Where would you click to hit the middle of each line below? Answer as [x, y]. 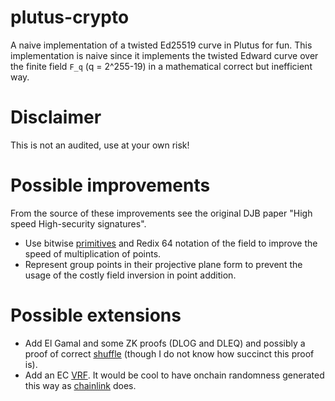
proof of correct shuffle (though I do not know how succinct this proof [169, 353]
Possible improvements [110, 185]
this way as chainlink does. [80, 385]
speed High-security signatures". [78, 223]
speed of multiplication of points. [93, 253]
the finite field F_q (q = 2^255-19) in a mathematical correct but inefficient [161, 66]
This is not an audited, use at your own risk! [100, 145]
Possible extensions [96, 315]
